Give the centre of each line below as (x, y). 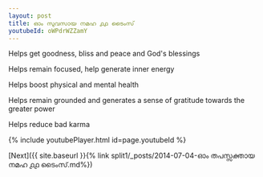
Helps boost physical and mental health (73, 84)
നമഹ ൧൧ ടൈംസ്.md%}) (51, 165)
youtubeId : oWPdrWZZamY (48, 31)
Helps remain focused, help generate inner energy (91, 69)
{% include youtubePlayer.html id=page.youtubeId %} (97, 140)
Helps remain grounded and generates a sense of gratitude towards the (127, 101)
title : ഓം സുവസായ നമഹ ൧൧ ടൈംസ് (71, 23)
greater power (32, 109)
